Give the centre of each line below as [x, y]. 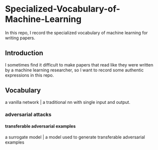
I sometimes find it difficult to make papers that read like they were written [79, 65]
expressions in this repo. [30, 75]
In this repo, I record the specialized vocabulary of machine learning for [76, 33]
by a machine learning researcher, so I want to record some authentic [74, 70]
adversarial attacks [28, 115]
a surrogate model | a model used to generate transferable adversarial [75, 137]
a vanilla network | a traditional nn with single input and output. [68, 102]
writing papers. [20, 38]
